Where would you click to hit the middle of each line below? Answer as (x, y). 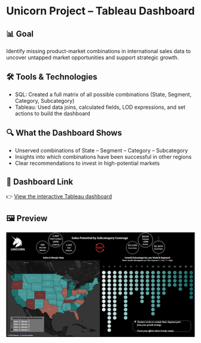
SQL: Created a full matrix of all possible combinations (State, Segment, (103, 94)
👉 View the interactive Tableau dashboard (59, 197)
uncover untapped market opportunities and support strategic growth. (93, 57)
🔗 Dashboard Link (40, 182)
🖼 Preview (27, 218)
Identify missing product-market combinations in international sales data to (99, 51)
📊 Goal (20, 34)
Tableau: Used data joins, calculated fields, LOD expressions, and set (100, 107)
